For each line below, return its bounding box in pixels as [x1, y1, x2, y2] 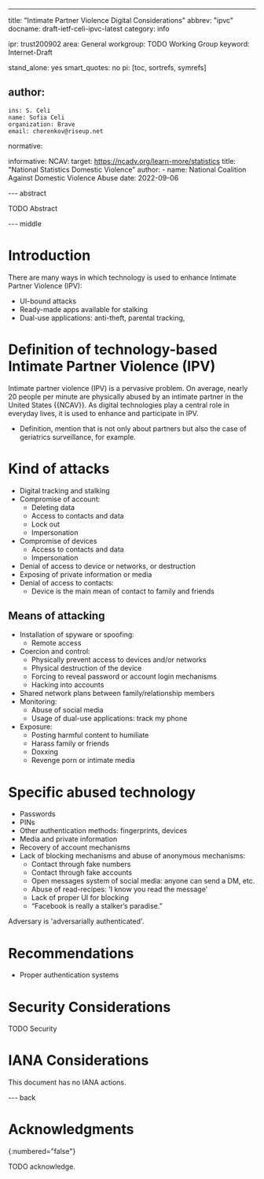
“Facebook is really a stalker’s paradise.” [31, 902, 163, 911]
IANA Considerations [8, 1051, 149, 1069]
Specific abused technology [8, 783, 196, 801]
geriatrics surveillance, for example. [19, 432, 136, 441]
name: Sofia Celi [8, 113, 65, 121]
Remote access [31, 638, 82, 648]
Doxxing [31, 747, 59, 757]
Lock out [31, 519, 60, 529]
